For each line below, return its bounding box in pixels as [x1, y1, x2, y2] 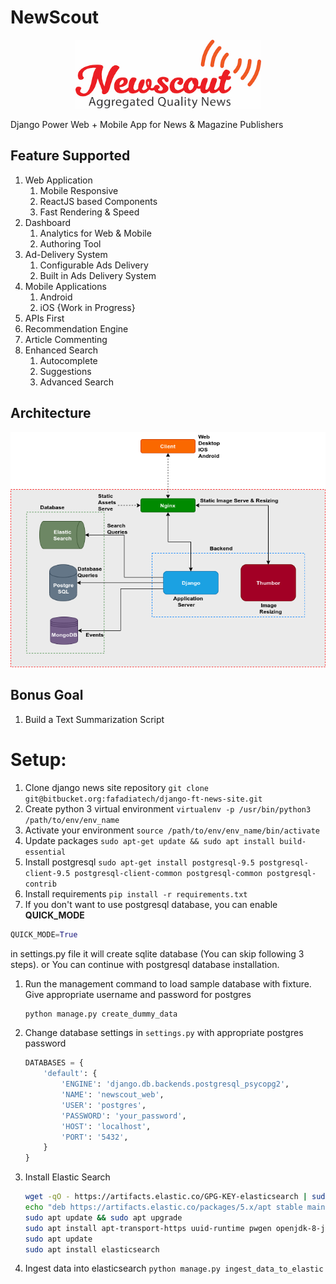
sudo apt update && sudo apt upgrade [24, 1212, 183, 1223]
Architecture [10, 405, 92, 422]
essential [24, 847, 67, 857]
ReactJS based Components [39, 195, 158, 207]
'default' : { [43, 1069, 98, 1079]
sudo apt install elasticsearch [24, 1244, 160, 1255]
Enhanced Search [24, 344, 99, 356]
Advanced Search [39, 376, 114, 388]
